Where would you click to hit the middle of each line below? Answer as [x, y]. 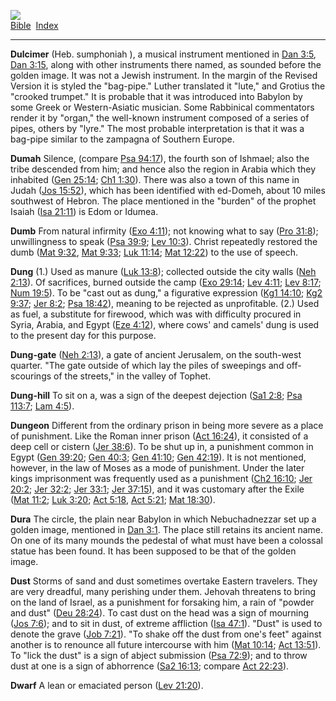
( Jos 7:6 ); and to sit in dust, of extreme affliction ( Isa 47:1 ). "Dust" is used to [166, 623]
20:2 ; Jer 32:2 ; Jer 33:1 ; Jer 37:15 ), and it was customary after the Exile [157, 489]
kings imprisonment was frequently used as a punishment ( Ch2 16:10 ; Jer [161, 478]
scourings [31, 376]
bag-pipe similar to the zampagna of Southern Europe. [122, 139]
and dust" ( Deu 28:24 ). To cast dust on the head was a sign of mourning [160, 613]
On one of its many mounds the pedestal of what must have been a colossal [166, 540]
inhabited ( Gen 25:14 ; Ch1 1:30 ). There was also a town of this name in [155, 179]
